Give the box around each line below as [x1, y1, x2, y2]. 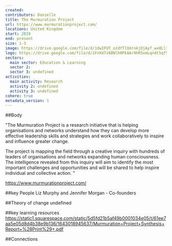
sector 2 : [10, 65, 31, 70]
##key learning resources [5, 210, 60, 216]
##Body [5, 112, 22, 118]
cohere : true [5, 93, 33, 98]
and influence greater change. [5, 138, 69, 145]
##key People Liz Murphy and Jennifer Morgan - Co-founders [5, 190, 137, 196]
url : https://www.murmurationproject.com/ [5, 22, 97, 27]
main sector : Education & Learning [10, 60, 86, 65]
